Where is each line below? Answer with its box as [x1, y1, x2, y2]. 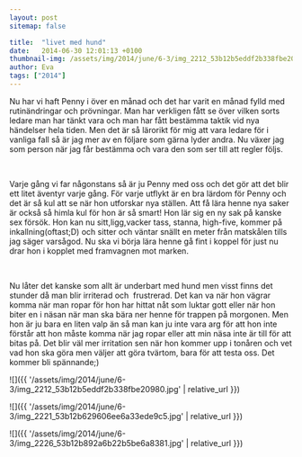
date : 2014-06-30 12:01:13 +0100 [9, 46, 143, 55]
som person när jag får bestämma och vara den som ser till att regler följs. [9, 143, 283, 154]
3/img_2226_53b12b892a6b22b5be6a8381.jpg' [9, 437, 184, 448]
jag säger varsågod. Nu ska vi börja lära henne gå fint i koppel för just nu [9, 236, 279, 246]
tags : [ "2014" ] [9, 71, 67, 81]
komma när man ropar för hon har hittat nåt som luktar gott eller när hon [9, 299, 276, 310]
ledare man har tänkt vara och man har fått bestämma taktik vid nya [9, 114, 260, 126]
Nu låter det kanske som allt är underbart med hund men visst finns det [9, 280, 273, 291]
